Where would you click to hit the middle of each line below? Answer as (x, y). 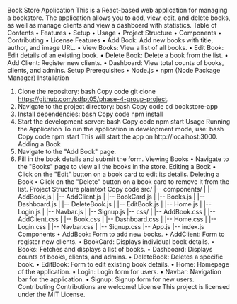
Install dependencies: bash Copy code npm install (90, 114)
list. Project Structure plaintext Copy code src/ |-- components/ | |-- (116, 189)
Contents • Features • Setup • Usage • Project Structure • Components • (115, 33)
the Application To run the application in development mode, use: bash (121, 129)
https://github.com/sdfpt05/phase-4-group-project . (93, 99)
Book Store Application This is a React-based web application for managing (117, 10)
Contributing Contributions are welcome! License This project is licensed (123, 287)
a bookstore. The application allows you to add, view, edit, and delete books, (119, 18)
